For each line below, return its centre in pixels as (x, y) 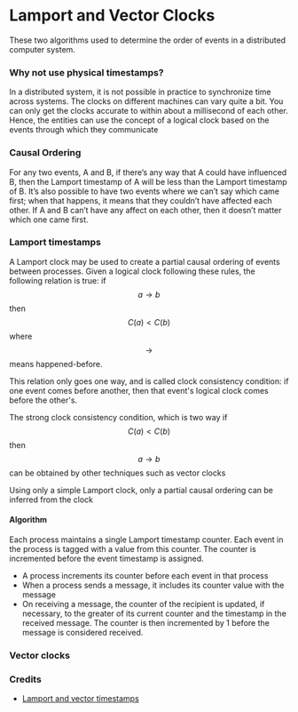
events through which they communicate (84, 130)
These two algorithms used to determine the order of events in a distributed (148, 40)
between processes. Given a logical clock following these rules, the (132, 271)
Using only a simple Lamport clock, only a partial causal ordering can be (141, 490)
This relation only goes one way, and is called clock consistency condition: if (149, 381)
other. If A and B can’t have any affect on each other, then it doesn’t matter (145, 210)
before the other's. (43, 400)
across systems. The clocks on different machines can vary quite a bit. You (146, 101)
